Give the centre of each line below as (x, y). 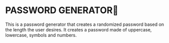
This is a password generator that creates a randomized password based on (85, 24)
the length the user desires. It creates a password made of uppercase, (78, 29)
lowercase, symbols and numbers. (41, 35)
